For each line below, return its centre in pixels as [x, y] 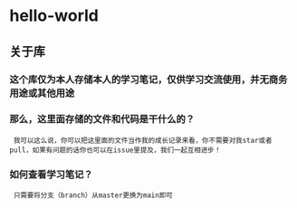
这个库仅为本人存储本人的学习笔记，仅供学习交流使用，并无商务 [148, 80]
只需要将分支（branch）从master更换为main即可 [93, 195]
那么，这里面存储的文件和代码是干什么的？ [102, 119]
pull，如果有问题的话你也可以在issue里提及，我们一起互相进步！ [115, 150]
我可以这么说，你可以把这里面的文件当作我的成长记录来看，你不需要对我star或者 [143, 140]
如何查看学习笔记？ [51, 175]
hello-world [54, 16]
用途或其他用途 [42, 93]
